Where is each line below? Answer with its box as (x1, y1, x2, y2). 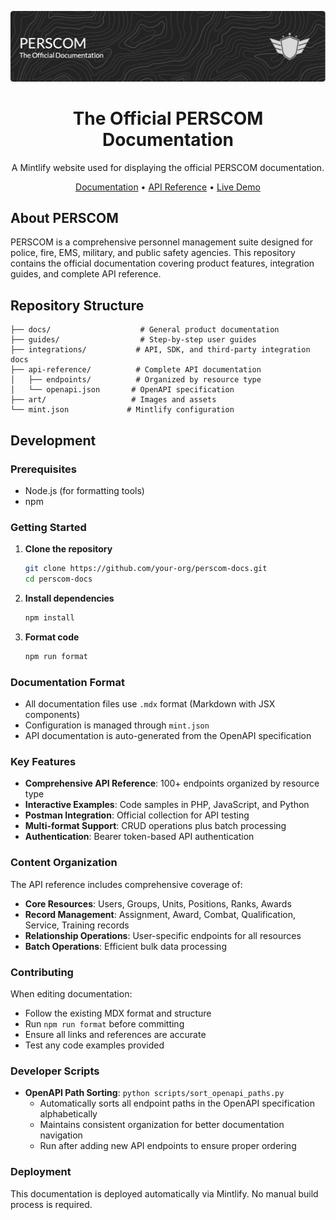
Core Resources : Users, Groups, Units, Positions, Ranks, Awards (24, 897, 292, 910)
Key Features (10, 754, 77, 768)
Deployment (10, 1165, 72, 1179)
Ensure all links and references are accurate (24, 1028, 207, 1040)
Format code (24, 631, 80, 643)
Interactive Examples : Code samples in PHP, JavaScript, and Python (24, 799, 310, 811)
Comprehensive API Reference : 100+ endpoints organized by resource (24, 777, 320, 790)
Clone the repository (24, 543, 113, 555)
